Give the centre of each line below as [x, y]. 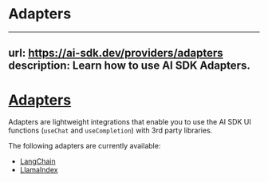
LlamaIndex [39, 170]
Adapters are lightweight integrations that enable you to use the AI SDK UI [130, 122]
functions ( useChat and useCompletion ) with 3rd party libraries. [110, 131]
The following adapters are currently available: [85, 146]
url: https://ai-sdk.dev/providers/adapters [116, 53]
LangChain [37, 161]
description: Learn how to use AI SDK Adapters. [130, 66]
